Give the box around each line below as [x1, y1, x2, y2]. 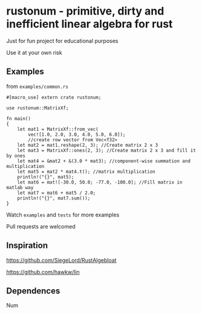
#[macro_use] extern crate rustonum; [6, 94, 102, 101]
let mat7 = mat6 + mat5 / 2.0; [17, 190, 96, 196]
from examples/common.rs [6, 82, 68, 90]
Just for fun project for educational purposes [6, 37, 119, 44]
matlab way [6, 184, 34, 190]
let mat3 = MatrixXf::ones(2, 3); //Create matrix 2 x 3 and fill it [17, 147, 197, 153]
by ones [6, 153, 26, 159]
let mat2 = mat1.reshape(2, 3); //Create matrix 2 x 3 [17, 142, 158, 148]
